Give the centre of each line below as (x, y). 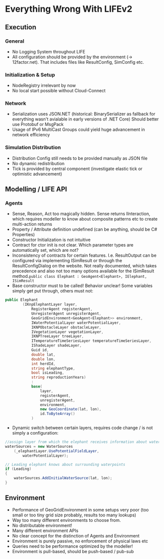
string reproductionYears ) (59, 377)
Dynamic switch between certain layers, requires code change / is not (82, 428)
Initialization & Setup (30, 74)
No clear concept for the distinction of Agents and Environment (76, 535)
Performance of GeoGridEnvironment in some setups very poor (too (80, 510)
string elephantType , (53, 368)
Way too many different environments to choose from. (66, 520)
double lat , (43, 354)
